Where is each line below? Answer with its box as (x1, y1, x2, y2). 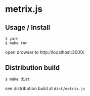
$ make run (5, 41, 28, 46)
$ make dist (5, 77, 30, 82)
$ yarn (5, 36, 19, 41)
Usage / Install (5, 23, 50, 32)
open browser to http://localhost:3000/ (5, 49, 85, 55)
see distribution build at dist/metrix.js (5, 85, 86, 91)
